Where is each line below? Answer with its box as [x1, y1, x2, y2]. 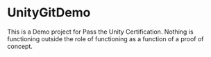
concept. [7, 42, 33, 50]
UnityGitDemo [7, 5, 91, 21]
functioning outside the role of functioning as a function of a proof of [7, 34, 204, 43]
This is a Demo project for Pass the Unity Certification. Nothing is [7, 27, 194, 36]
